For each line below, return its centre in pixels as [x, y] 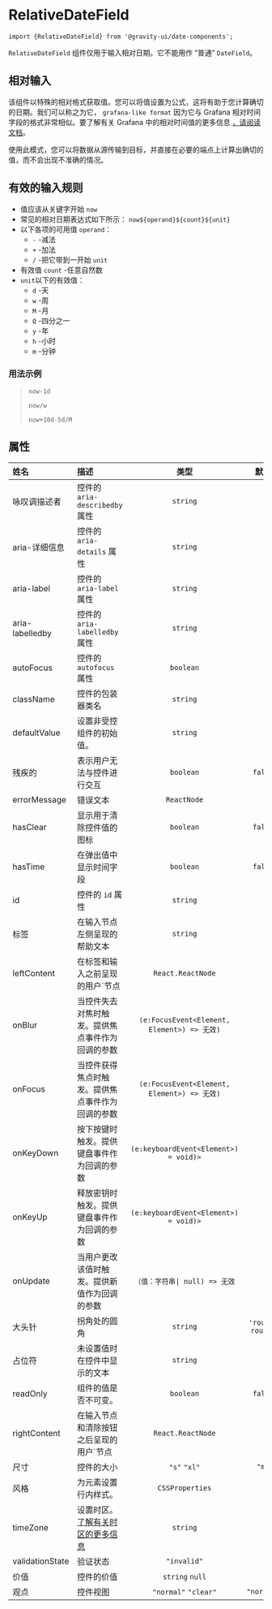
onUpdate [31, 1281]
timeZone [30, 1527]
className [34, 699]
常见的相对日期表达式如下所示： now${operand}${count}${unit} [125, 219]
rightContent [36, 1433]
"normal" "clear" [185, 1592]
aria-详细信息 [38, 547]
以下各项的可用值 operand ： [66, 229]
